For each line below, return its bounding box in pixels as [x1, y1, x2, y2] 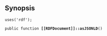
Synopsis [5, 4, 35, 12]
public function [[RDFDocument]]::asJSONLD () [5, 26, 102, 31]
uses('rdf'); [5, 17, 32, 22]
